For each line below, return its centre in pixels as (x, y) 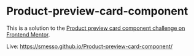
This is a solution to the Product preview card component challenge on (96, 28)
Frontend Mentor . (28, 34)
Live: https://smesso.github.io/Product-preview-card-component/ (90, 46)
